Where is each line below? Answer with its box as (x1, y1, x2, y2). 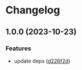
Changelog (5, 3, 60, 17)
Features (5, 44, 32, 52)
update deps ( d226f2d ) (13, 57, 71, 64)
